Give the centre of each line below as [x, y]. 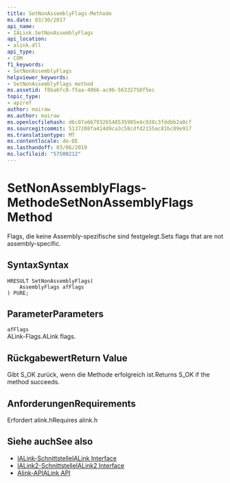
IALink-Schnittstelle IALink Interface [67, 458]
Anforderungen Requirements [71, 404]
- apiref [20, 103]
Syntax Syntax [38, 265]
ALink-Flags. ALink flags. [42, 337]
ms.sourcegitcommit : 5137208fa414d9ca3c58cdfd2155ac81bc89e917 [100, 128]
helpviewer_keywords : [38, 77]
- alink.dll [24, 45]
